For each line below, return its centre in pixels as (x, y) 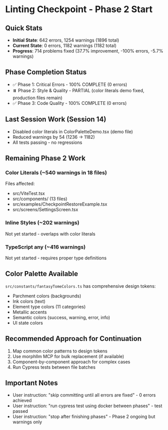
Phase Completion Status (46, 72)
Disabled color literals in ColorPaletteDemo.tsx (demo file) (73, 131)
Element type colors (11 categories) (49, 306)
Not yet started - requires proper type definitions (56, 258)
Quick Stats (24, 28)
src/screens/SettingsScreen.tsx (45, 210)
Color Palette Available (42, 274)
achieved (22, 401)
